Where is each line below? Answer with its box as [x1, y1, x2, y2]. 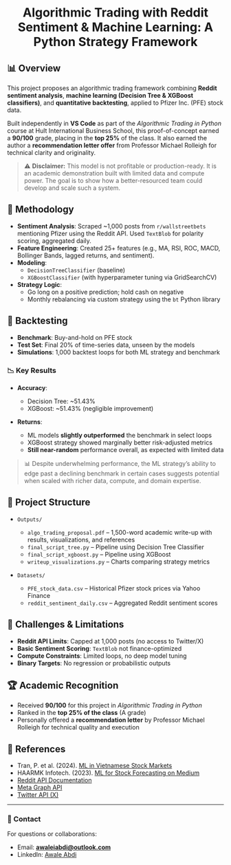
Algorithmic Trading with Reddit [23, 5, 208, 21]
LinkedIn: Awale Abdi [16, 851, 77, 859]
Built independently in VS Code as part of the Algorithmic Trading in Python [7, 119, 222, 127]
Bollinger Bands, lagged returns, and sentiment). [16, 251, 155, 259]
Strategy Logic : [16, 280, 63, 288]
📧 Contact [7, 814, 41, 824]
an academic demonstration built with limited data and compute [23, 169, 205, 177]
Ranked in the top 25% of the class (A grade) [16, 709, 146, 717]
